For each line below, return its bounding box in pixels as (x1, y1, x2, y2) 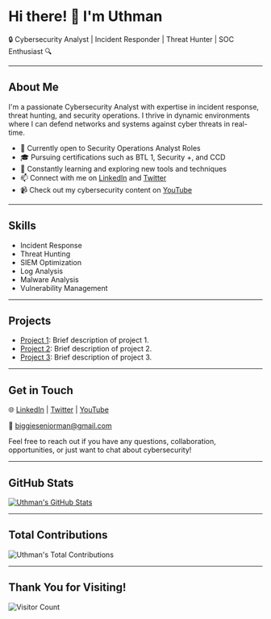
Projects (8, 314, 52, 327)
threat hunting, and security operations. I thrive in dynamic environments (8, 110, 250, 120)
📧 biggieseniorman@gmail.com (8, 421, 113, 430)
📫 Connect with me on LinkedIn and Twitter (19, 172, 167, 182)
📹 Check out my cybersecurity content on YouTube (19, 185, 192, 194)
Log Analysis (19, 266, 63, 276)
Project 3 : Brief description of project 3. (19, 352, 152, 362)
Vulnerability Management (19, 283, 108, 293)
